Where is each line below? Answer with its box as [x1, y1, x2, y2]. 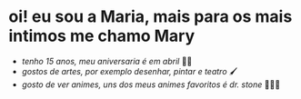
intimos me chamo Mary [8, 25, 196, 46]
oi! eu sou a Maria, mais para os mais [8, 6, 293, 27]
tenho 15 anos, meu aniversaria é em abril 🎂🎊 [21, 55, 193, 66]
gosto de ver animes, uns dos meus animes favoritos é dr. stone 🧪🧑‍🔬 [21, 79, 281, 90]
